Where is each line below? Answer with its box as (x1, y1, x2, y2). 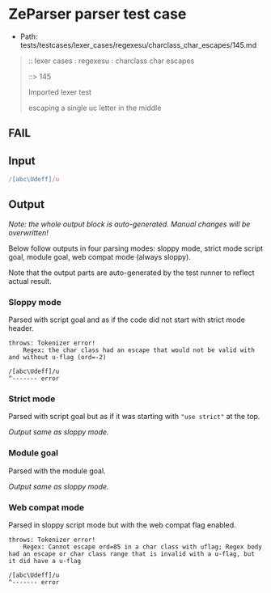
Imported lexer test (28, 87, 91, 97)
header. (8, 324, 34, 333)
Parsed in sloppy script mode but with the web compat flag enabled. (8, 520, 236, 530)
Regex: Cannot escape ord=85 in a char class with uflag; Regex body (23, 543, 263, 551)
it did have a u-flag (8, 557, 82, 565)
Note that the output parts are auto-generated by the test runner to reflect (8, 268, 255, 277)
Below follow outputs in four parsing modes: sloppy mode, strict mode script (8, 244, 264, 253)
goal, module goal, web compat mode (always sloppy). (8, 252, 192, 261)
